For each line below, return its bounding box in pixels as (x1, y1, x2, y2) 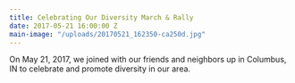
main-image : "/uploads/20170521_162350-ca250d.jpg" (9, 29, 206, 38)
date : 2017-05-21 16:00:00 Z (9, 21, 118, 30)
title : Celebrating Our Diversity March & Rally (9, 12, 194, 22)
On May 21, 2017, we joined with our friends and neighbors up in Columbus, (9, 54, 287, 65)
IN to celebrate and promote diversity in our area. (9, 63, 190, 74)
